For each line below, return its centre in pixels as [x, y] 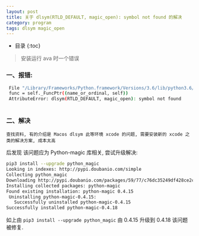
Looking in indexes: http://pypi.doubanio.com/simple [74, 170]
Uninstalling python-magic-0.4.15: [52, 197]
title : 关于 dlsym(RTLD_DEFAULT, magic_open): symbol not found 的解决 [94, 17]
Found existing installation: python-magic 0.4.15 [70, 191]
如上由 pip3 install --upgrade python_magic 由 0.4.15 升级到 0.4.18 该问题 [97, 220]
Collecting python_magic [37, 175]
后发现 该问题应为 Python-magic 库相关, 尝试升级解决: [72, 152]
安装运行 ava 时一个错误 [50, 58]
